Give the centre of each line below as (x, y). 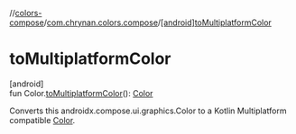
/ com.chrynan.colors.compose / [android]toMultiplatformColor (158, 22)
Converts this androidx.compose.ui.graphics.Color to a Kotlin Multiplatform (148, 111)
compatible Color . (42, 120)
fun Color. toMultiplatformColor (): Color (81, 93)
